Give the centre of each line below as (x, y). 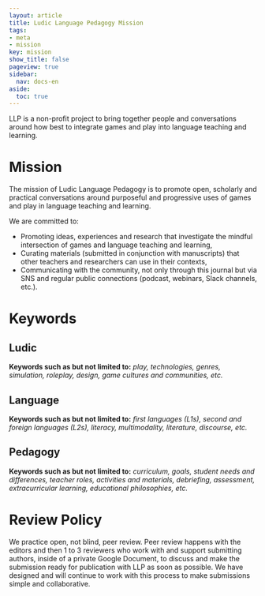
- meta (20, 37)
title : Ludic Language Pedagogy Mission (77, 23)
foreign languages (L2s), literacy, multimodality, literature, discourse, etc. (128, 427)
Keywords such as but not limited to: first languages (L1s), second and (125, 419)
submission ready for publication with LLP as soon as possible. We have (126, 567)
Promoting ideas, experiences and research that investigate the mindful (136, 237)
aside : (20, 89)
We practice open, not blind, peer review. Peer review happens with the (125, 542)
